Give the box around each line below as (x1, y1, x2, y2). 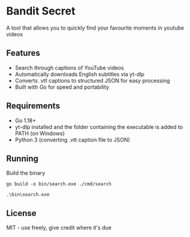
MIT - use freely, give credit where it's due (6, 224, 112, 232)
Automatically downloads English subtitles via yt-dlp (14, 71, 145, 78)
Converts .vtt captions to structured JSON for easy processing (14, 77, 170, 84)
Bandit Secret (6, 4, 76, 18)
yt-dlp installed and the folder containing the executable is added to (14, 123, 183, 130)
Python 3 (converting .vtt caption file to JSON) (14, 136, 130, 143)
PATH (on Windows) (14, 130, 65, 137)
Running (6, 153, 39, 163)
